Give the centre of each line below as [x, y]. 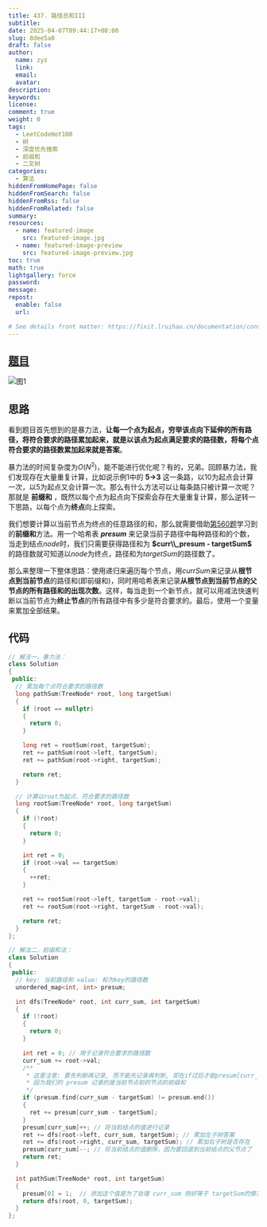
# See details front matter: [56, 326]
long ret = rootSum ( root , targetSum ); [87, 745]
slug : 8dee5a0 [32, 38]
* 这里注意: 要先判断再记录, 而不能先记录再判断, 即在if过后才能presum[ [133, 1076]
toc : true [25, 260]
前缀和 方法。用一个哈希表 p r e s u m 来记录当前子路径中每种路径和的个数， [135, 533]
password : [25, 283]
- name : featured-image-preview [69, 246]
